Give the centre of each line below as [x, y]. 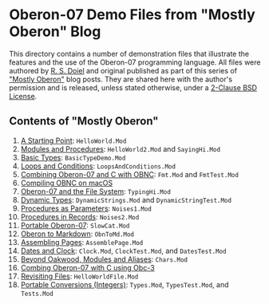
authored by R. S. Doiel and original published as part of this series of [123, 70]
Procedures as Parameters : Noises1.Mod [86, 208]
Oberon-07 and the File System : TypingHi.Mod [95, 191]
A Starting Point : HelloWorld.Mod [73, 140]
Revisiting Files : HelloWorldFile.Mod [79, 276]
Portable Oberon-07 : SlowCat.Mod [75, 225]
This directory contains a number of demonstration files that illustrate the [129, 53]
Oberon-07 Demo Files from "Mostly [133, 15]
